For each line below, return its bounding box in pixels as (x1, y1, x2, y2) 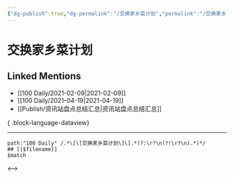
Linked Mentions (7, 70, 81, 82)
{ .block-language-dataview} (7, 118, 90, 127)
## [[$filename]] (7, 145, 58, 153)
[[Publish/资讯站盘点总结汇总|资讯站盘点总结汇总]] (17, 104, 162, 113)
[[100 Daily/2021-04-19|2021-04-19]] (17, 96, 124, 104)
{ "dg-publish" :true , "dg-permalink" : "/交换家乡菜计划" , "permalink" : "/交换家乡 (7, 10, 227, 17)
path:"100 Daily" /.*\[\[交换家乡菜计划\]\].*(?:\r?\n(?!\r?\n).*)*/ (7, 140, 206, 147)
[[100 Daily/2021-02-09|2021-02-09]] (17, 88, 126, 97)
